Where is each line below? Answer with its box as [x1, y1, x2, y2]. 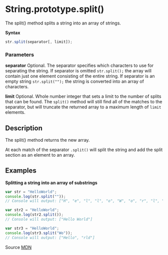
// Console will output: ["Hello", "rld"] [5, 235, 95, 240]
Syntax [5, 29, 20, 35]
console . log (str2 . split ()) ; [5, 212, 64, 218]
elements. [5, 109, 26, 115]
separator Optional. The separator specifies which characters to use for [5, 62, 154, 68]
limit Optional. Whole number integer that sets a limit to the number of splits [5, 93, 161, 99]
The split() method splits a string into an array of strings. [5, 20, 121, 26]
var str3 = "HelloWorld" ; [5, 226, 59, 231]
